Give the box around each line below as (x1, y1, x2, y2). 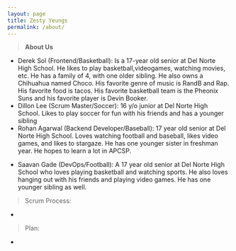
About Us (24, 43, 53, 52)
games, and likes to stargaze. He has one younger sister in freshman (17, 139, 218, 148)
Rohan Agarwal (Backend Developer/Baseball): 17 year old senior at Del (17, 124, 226, 133)
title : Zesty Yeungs (7, 17, 69, 24)
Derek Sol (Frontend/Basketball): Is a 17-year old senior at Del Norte (17, 57, 216, 65)
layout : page (7, 10, 46, 18)
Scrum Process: (24, 197, 72, 205)
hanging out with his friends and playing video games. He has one (17, 175, 211, 184)
